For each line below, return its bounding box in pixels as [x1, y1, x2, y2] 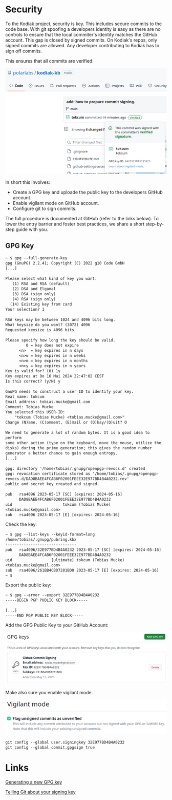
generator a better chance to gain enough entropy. [5, 451, 118, 456]
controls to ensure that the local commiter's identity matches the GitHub [5, 31, 158, 37]
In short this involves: [5, 179, 50, 185]
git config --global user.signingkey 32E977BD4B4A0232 [5, 739, 125, 745]
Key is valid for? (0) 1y [5, 369, 60, 374]
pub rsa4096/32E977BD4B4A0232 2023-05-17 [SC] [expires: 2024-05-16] [5, 547, 161, 553]
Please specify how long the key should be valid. [5, 338, 116, 343]
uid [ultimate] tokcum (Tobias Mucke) [5, 558, 125, 563]
